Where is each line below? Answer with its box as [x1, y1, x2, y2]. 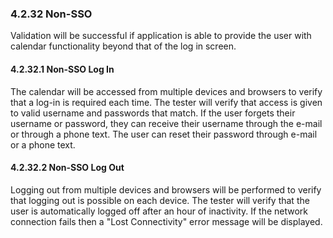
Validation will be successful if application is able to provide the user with [10, 30, 312, 42]
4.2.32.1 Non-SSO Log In [10, 63, 115, 75]
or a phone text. [10, 138, 76, 151]
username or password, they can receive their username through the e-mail [10, 117, 323, 129]
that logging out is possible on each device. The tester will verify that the [10, 194, 310, 206]
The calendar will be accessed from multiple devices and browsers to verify [10, 85, 323, 97]
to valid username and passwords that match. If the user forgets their [10, 107, 296, 119]
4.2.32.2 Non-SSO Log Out [10, 162, 125, 174]
